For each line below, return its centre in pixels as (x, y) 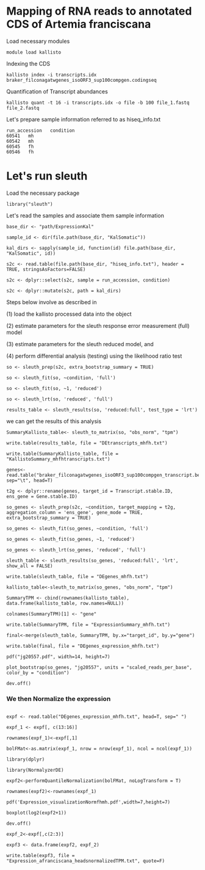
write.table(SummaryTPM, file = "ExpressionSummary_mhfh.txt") (88, 625)
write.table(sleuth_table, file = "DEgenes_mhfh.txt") (77, 576)
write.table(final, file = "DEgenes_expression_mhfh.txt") (83, 646)
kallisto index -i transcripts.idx (52, 74)
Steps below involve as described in (52, 302)
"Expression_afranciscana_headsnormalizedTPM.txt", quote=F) (86, 861)
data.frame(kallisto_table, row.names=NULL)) (65, 603)
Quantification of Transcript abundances (57, 91)
